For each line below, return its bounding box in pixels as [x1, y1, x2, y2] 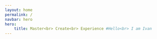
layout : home [5, 7, 33, 13]
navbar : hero [5, 17, 33, 22]
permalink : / [5, 12, 33, 17]
